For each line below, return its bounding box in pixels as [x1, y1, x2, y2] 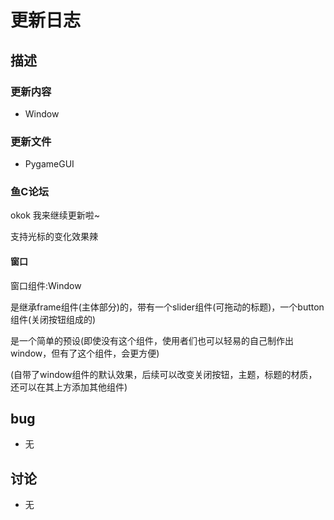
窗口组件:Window [10, 279, 82, 291]
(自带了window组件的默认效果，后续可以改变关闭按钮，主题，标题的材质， [10, 368, 318, 380]
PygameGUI [24, 158, 75, 170]
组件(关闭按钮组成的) [10, 313, 97, 325]
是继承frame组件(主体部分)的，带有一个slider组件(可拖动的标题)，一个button [10, 301, 325, 313]
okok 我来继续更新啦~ [10, 209, 101, 221]
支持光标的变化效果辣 [10, 231, 98, 243]
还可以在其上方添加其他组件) [10, 381, 128, 393]
